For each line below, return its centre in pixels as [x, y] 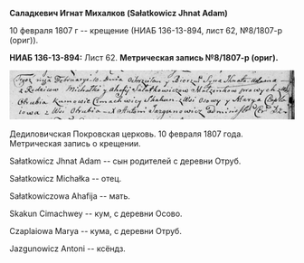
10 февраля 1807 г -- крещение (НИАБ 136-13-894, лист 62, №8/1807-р [146, 30]
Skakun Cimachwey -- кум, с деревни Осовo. [96, 214]
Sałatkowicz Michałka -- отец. [66, 179]
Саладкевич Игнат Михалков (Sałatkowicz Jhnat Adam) [119, 13]
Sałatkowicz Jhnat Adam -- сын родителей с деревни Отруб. [125, 161]
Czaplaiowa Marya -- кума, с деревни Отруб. [96, 231]
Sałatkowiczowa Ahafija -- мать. [70, 196]
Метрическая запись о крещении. [75, 144]
